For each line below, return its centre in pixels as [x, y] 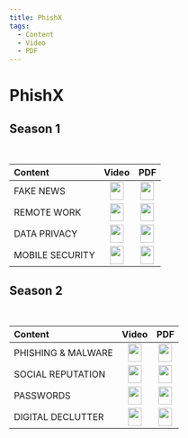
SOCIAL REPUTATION [60, 374]
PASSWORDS [42, 395]
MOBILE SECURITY [54, 255]
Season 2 [36, 290]
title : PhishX [36, 18]
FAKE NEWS [40, 192]
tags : [19, 26]
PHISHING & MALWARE [64, 353]
